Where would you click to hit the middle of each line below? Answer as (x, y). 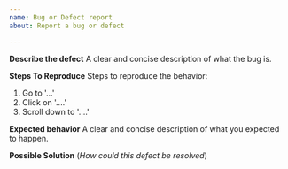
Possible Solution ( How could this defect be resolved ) (109, 155)
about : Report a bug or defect (67, 26)
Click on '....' (44, 102)
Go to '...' (38, 93)
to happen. (29, 138)
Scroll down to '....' (56, 111)
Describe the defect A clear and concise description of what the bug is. (140, 58)
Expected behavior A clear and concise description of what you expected (144, 128)
